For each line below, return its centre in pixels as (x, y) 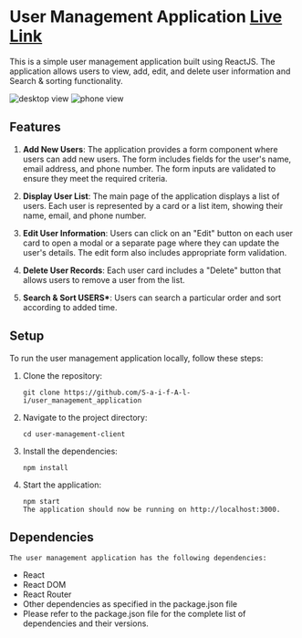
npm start (42, 501)
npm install (45, 467)
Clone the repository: (62, 375)
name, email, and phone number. (84, 215)
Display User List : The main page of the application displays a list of (151, 196)
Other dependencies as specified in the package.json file (130, 604)
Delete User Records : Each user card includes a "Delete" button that (151, 270)
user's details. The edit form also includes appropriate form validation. (155, 252)
